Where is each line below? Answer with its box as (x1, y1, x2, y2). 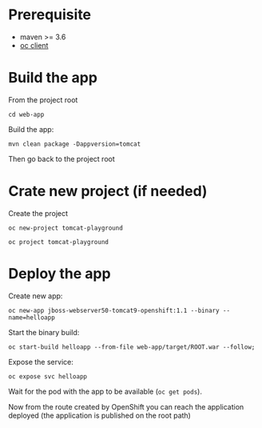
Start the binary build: (8, 327, 80, 337)
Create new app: (8, 290, 63, 301)
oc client (19, 40, 49, 50)
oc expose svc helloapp (8, 372, 88, 381)
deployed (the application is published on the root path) (8, 410, 192, 420)
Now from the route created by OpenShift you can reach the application (8, 402, 244, 411)
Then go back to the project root (8, 154, 116, 163)
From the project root (8, 94, 78, 105)
